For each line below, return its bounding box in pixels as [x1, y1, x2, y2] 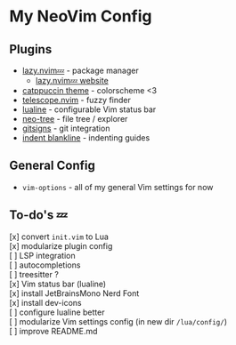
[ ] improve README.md [9, 325, 98, 336]
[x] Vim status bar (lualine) [9, 278, 107, 289]
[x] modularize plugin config [9, 240, 113, 251]
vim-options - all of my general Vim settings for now [21, 181, 214, 192]
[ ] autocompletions [9, 260, 81, 270]
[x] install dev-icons [9, 297, 82, 308]
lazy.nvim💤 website [35, 76, 109, 85]
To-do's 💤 [9, 207, 69, 223]
